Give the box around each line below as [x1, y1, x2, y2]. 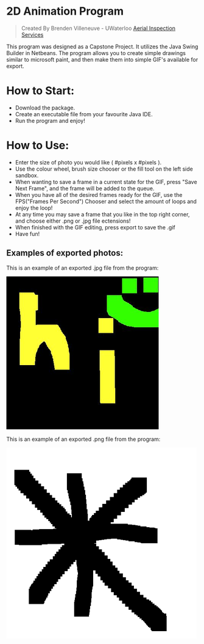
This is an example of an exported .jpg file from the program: [6, 264, 159, 272]
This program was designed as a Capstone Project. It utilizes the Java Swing [6, 43, 199, 50]
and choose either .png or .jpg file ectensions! [15, 217, 131, 224]
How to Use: [6, 139, 69, 152]
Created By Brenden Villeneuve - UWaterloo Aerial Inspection [21, 24, 175, 32]
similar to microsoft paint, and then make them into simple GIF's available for [6, 56, 199, 63]
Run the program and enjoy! [15, 117, 85, 124]
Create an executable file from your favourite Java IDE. [15, 110, 153, 117]
